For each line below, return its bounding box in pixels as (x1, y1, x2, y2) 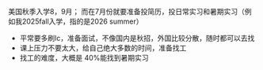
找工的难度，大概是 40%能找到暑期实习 (19, 53, 149, 62)
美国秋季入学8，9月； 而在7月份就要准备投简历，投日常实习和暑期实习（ (8, 7, 246, 16)
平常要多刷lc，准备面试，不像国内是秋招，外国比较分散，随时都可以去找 (19, 34, 255, 42)
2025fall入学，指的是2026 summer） (21, 17, 143, 26)
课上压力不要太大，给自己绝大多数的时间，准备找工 (19, 43, 187, 53)
